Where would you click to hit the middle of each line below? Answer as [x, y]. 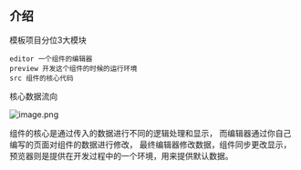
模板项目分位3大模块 [48, 40]
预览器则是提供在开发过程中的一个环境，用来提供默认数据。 [121, 155]
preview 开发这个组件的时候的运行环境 [73, 68]
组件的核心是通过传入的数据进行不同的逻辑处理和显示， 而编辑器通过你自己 [150, 133]
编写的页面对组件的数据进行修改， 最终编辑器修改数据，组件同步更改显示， [150, 145]
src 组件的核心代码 [42, 78]
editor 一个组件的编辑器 [51, 59]
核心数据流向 [33, 96]
